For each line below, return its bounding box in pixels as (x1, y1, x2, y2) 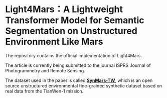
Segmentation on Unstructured (5, 25, 138, 37)
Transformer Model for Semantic (5, 15, 144, 26)
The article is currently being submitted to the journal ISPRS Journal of (5, 62, 151, 68)
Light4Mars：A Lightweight (5, 4, 123, 15)
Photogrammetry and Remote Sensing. (5, 67, 85, 73)
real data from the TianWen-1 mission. (5, 88, 84, 94)
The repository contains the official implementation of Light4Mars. (5, 52, 142, 58)
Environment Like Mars (5, 36, 103, 47)
